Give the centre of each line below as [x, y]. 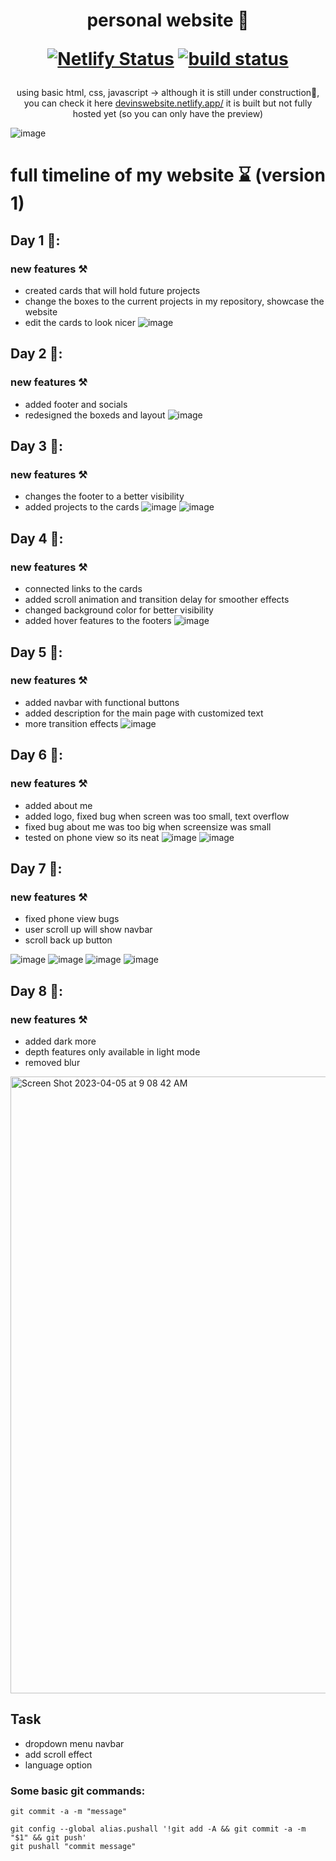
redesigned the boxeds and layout [95, 415]
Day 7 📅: [36, 868]
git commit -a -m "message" [69, 1811]
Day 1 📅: [35, 240]
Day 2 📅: [36, 354]
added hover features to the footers [98, 621]
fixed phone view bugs [72, 919]
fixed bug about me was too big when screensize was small [148, 826]
